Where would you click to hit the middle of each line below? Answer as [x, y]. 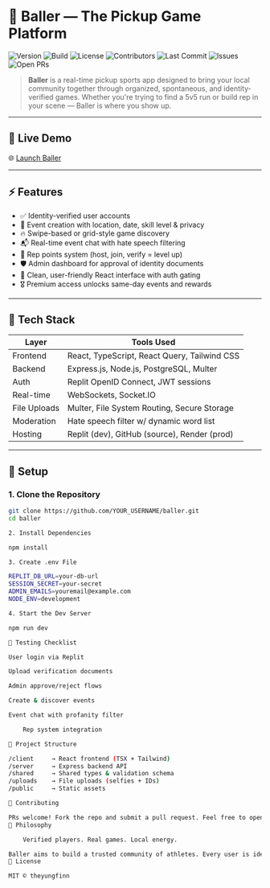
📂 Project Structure [43, 744]
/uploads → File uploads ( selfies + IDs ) [84, 781]
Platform [38, 33]
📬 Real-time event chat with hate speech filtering [103, 243]
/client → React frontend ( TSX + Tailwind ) [90, 758]
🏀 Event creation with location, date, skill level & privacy [112, 224]
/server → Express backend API [68, 766]
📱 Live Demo [40, 139]
